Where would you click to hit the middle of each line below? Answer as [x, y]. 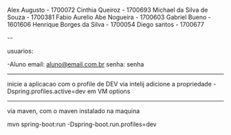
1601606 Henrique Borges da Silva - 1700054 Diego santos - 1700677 [106, 24]
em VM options [109, 91]
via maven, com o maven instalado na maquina [74, 111]
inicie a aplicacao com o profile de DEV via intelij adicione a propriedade [109, 84]
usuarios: [20, 51]
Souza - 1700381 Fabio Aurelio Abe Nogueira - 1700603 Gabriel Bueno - [109, 17]
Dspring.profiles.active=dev [46, 91]
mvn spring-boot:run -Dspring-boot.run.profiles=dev [82, 124]
